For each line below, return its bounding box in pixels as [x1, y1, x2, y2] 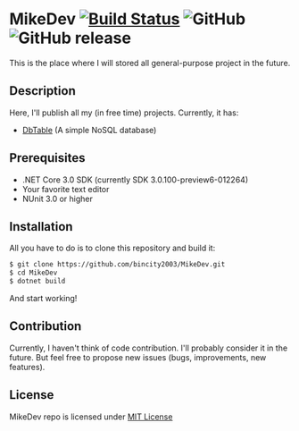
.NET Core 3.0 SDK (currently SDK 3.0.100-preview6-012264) [21, 174, 248, 185]
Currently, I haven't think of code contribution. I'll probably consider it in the [9, 342, 288, 353]
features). [9, 361, 46, 372]
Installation [9, 219, 73, 234]
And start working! [9, 293, 78, 303]
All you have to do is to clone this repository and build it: [9, 242, 216, 254]
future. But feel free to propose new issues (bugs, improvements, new [9, 351, 267, 362]
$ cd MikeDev [9, 268, 58, 277]
